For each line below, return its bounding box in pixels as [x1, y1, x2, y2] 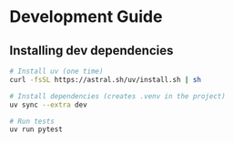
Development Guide [9, 6, 163, 27]
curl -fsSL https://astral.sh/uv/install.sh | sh [9, 75, 202, 84]
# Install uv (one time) [9, 66, 104, 76]
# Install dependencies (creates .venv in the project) [9, 91, 226, 101]
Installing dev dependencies [9, 43, 174, 58]
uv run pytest [9, 125, 64, 134]
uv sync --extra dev [9, 100, 88, 109]
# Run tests [9, 117, 55, 126]
